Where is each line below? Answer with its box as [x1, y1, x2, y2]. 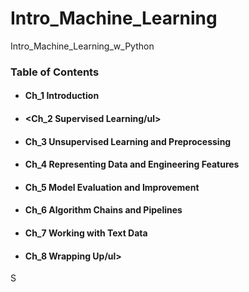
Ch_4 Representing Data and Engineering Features [24, 158, 240, 171]
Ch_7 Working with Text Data [24, 227, 148, 239]
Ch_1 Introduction [24, 90, 100, 102]
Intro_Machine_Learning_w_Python [10, 40, 155, 52]
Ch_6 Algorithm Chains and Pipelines [24, 204, 183, 216]
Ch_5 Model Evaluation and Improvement [24, 181, 200, 193]
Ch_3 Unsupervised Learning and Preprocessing [24, 135, 232, 147]
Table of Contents [10, 65, 100, 79]
